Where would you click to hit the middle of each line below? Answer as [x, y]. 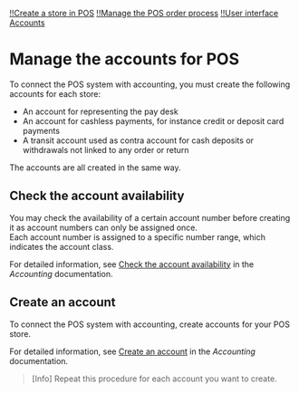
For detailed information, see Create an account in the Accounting [133, 351]
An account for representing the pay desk [100, 111]
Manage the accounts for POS [125, 59]
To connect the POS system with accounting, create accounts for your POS [149, 324]
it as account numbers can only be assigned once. [103, 227]
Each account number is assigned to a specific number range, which [137, 237]
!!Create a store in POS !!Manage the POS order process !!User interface [144, 13]
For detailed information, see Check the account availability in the [132, 264]
